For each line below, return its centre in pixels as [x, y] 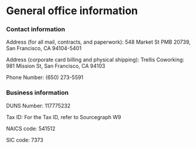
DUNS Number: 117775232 [38, 106]
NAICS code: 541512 [31, 129]
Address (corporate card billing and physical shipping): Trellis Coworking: [95, 60]
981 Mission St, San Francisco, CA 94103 [56, 66]
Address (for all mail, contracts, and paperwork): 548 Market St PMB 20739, [98, 42]
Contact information [36, 29]
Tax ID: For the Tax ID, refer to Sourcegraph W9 [64, 117]
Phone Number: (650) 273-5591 [45, 77]
